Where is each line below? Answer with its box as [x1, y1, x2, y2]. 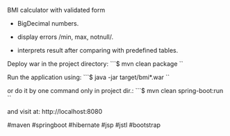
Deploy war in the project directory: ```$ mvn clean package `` [7, 60, 183, 68]
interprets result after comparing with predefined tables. [17, 46, 179, 54]
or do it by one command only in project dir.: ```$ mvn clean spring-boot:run [7, 87, 224, 94]
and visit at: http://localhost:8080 [7, 108, 103, 115]
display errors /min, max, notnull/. [17, 33, 114, 41]
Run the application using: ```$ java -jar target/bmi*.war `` [7, 73, 170, 81]
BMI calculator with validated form [7, 6, 106, 14]
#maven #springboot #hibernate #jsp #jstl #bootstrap [7, 121, 161, 129]
